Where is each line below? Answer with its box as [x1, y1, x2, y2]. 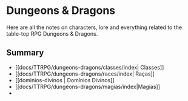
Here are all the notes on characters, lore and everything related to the [6, 24, 183, 31]
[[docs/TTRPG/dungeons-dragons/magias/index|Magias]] [15, 83, 161, 90]
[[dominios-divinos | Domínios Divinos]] [15, 76, 115, 83]
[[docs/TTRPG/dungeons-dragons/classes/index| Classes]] [15, 64, 164, 71]
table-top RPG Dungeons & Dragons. [6, 30, 98, 37]
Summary [6, 48, 44, 58]
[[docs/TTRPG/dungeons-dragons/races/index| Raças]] [15, 70, 155, 77]
